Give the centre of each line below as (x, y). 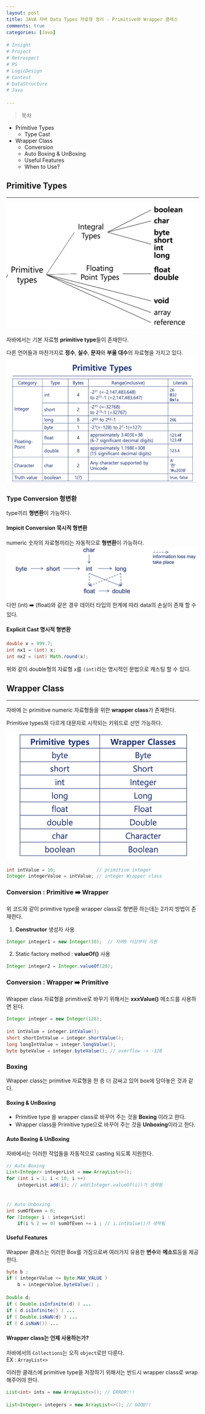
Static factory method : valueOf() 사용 (63, 954)
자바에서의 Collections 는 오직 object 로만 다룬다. (65, 1352)
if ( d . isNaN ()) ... (33, 1323)
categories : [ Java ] (31, 32)
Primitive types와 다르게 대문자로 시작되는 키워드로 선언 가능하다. (85, 723)
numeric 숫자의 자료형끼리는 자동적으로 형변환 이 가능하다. (75, 543)
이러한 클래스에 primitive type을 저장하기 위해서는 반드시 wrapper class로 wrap (102, 1372)
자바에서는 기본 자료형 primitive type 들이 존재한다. (68, 340)
